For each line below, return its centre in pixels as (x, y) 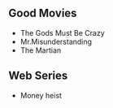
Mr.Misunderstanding (56, 41)
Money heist (41, 95)
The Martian (41, 50)
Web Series (38, 76)
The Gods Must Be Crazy (63, 32)
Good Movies (43, 13)
